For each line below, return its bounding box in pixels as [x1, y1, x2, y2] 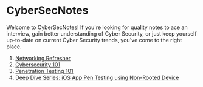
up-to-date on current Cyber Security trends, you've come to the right [6, 36, 182, 43]
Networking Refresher [15, 54, 71, 62]
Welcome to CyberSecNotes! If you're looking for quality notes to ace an [6, 24, 188, 31]
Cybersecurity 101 [15, 61, 61, 68]
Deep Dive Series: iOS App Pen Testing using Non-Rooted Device [15, 74, 179, 81]
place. [6, 43, 22, 50]
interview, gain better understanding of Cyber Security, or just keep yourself [6, 30, 197, 37]
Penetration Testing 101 [15, 67, 74, 74]
